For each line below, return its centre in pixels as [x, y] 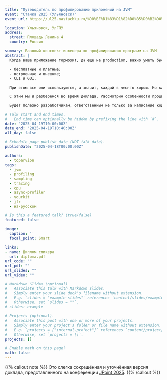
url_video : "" [20, 275]
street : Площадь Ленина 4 [37, 37]
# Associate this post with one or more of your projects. [70, 321]
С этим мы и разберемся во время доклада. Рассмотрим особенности [80, 96]
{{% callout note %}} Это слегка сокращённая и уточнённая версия [77, 367]
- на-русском [23, 206]
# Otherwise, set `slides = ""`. [42, 302]
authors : [14, 155]
